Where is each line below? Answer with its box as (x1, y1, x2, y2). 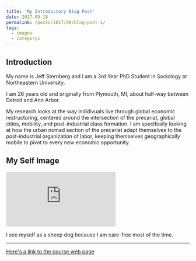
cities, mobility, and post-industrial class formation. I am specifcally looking (6, 120, 187, 127)
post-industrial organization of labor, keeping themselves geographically (6, 133, 181, 140)
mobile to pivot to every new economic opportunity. (6, 138, 130, 146)
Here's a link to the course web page (6, 248, 94, 255)
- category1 (11, 36, 41, 41)
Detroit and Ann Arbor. (6, 96, 60, 103)
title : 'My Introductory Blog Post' (6, 8, 95, 15)
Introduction (6, 57, 52, 67)
